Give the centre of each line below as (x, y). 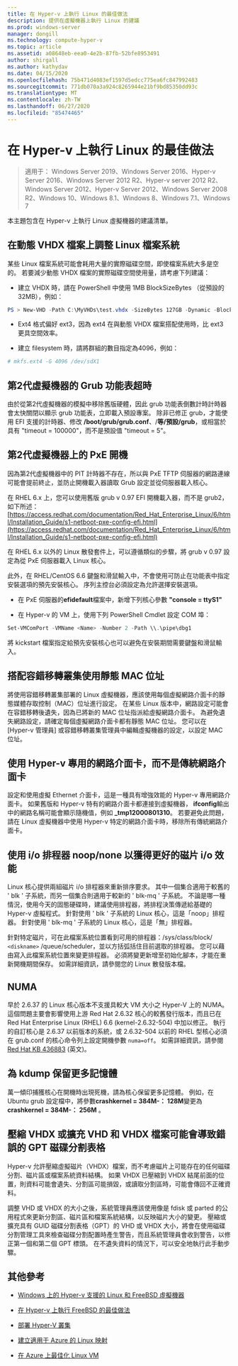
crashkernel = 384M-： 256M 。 (56, 1110)
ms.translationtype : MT (42, 93)
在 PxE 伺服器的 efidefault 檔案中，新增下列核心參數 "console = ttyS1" (120, 599)
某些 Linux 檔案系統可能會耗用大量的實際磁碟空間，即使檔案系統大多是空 (113, 263)
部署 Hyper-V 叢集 (44, 1326)
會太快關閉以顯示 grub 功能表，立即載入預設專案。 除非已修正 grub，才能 (114, 413)
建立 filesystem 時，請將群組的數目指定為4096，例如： (98, 348)
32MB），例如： (40, 296)
